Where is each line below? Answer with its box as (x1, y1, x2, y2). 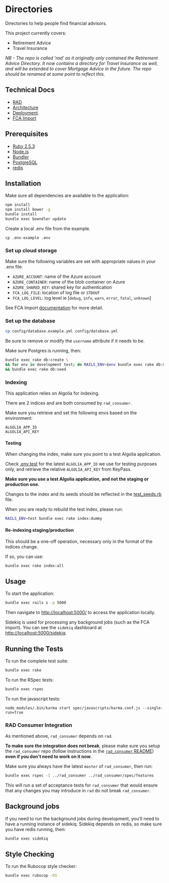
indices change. (5, 543, 39, 549)
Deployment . (12, 109, 39, 116)
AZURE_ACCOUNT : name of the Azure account (12, 273, 102, 280)
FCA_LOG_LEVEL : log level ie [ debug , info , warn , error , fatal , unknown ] (12, 295, 151, 301)
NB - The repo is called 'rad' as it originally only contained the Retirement (5, 54, 158, 61)
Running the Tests (5, 644, 64, 653)
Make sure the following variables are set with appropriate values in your (5, 258, 156, 264)
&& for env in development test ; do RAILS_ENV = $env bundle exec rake (5, 362, 154, 367)
